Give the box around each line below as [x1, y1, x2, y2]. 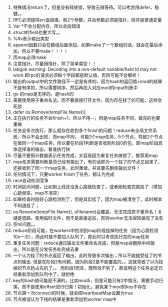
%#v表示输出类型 [12, 35, 49, 41]
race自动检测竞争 [12, 177, 49, 183]
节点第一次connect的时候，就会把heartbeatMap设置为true [12, 290, 133, 296]
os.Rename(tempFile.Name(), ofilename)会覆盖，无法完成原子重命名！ [12, 209, 158, 214]
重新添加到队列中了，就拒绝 [17, 271, 74, 277]
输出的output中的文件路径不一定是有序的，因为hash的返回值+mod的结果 [12, 78, 162, 84]
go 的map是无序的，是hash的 [12, 91, 74, 96]
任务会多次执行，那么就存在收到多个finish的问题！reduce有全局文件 [12, 127, 153, 133]
